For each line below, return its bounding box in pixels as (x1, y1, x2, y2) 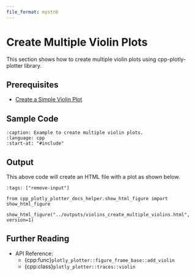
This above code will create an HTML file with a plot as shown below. (6, 173, 180, 180)
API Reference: (15, 250, 53, 257)
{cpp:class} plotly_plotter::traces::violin (24, 263, 136, 270)
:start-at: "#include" (6, 140, 64, 147)
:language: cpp (6, 135, 45, 141)
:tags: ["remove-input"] (6, 185, 70, 191)
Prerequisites (6, 79, 59, 90)
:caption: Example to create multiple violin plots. (6, 129, 144, 136)
